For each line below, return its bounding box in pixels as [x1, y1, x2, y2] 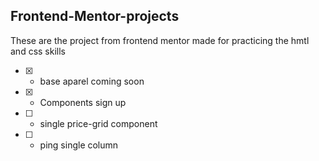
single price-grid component [39, 117, 158, 129]
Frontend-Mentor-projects [10, 8, 180, 25]
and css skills [10, 45, 66, 57]
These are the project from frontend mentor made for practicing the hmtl [10, 34, 310, 46]
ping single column [39, 139, 119, 151]
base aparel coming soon [39, 75, 145, 87]
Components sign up [39, 96, 127, 108]
